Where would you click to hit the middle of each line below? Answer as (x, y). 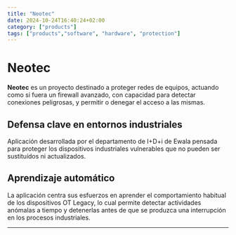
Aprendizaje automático (61, 179)
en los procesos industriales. (49, 217)
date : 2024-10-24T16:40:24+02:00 (56, 20)
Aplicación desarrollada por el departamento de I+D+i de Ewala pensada (112, 141)
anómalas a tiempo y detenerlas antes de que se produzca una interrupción (117, 210)
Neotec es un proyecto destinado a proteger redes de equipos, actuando (113, 88)
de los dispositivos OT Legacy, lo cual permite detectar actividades (104, 202)
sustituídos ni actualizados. (47, 156)
